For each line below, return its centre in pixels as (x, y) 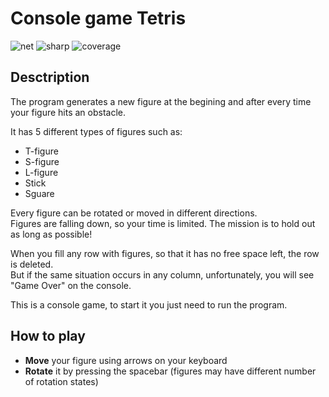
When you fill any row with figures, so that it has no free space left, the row (165, 253)
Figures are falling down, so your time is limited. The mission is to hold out (163, 223)
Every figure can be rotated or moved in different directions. (134, 213)
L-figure (41, 172)
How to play (48, 336)
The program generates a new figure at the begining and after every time (161, 101)
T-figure (41, 151)
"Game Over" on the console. (71, 285)
